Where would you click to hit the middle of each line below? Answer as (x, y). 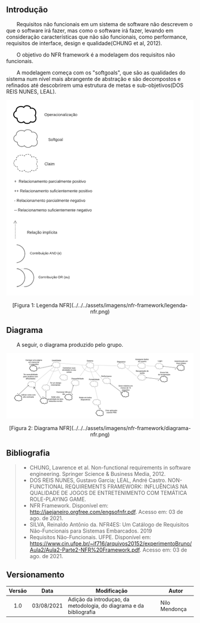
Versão (18, 591)
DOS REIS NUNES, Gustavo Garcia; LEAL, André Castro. (98, 480)
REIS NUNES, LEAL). (31, 91)
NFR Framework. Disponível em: (69, 505)
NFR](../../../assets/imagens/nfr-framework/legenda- (124, 305)
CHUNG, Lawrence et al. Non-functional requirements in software (110, 468)
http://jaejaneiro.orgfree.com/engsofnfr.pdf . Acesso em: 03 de (106, 512)
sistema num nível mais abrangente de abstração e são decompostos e (93, 79)
